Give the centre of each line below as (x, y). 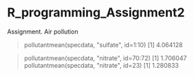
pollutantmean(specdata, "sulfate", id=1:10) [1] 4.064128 (103, 45)
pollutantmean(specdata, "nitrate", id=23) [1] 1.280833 (101, 65)
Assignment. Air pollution (43, 31)
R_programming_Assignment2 (96, 13)
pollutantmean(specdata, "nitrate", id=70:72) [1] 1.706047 (105, 58)
